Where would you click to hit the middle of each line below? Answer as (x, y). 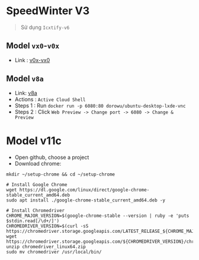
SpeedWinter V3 (48, 11)
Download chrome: (38, 163)
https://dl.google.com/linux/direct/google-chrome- (84, 190)
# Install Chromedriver (36, 210)
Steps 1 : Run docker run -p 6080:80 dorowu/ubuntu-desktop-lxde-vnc (100, 105)
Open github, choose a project (52, 157)
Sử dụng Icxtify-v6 (45, 27)
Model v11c (34, 141)
